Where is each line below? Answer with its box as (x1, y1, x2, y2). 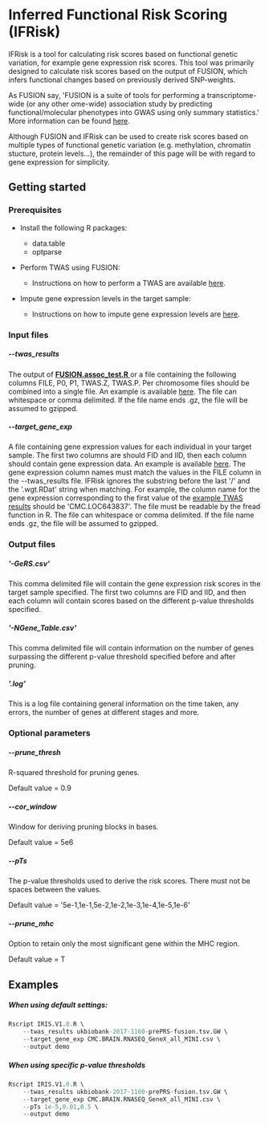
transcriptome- (206, 90, 257, 100)
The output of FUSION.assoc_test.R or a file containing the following (8, 369, 237, 379)
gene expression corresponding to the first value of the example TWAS (8, 493, 243, 503)
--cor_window (8, 802, 57, 811)
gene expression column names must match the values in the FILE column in (8, 467, 262, 477)
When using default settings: (8, 1000, 108, 1010)
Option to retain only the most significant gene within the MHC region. (8, 939, 240, 949)
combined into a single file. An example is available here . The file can (8, 386, 237, 396)
